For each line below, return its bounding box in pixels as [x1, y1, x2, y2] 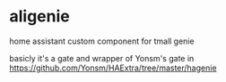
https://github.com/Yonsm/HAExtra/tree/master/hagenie [9, 62, 217, 73]
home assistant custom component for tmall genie [9, 36, 195, 46]
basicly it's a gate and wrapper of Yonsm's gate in [9, 53, 195, 63]
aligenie [9, 6, 70, 27]
